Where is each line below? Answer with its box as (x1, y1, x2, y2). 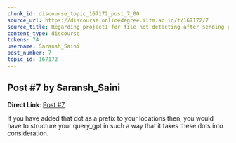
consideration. (7, 129, 49, 137)
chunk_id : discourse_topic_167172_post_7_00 (7, 10, 140, 18)
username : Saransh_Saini (7, 43, 80, 50)
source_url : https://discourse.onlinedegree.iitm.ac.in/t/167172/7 (7, 17, 209, 24)
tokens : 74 (7, 36, 39, 43)
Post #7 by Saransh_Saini (7, 82, 121, 94)
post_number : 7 (7, 50, 52, 57)
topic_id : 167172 (7, 56, 58, 63)
